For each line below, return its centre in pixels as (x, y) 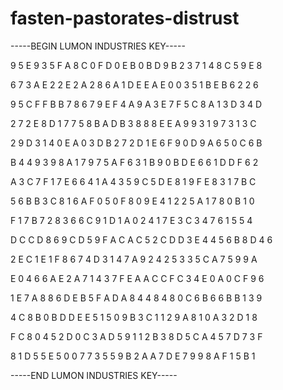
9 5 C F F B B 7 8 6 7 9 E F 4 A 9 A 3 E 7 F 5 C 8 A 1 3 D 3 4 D (136, 104)
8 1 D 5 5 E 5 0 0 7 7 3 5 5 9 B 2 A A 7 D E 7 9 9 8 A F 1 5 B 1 (133, 356)
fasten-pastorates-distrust (125, 18)
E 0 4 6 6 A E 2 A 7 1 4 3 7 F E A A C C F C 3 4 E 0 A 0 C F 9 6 (137, 278)
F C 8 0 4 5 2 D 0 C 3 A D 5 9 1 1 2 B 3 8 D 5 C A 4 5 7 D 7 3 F (136, 336)
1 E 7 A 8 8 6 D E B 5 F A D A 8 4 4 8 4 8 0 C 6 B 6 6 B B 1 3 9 (136, 298)
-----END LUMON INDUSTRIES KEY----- (94, 375)
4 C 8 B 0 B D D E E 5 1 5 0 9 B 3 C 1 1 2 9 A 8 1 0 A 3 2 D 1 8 (134, 317)
